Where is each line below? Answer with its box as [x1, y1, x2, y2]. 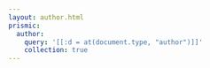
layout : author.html [8, 12, 85, 22]
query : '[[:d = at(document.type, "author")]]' [24, 37, 203, 47]
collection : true [24, 46, 89, 55]
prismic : [8, 21, 41, 30]
